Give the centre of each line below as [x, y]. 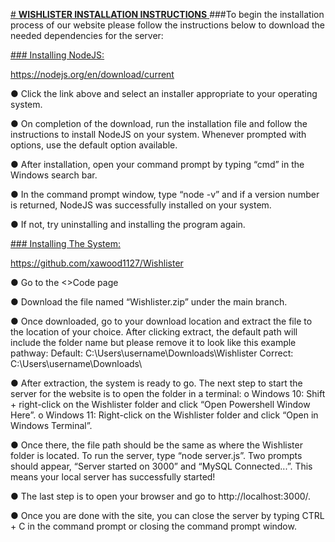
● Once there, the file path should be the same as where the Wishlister [156, 445]
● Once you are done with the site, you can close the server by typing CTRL [167, 515]
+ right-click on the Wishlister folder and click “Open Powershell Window [160, 404]
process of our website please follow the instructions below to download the [167, 25]
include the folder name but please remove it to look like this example [153, 342]
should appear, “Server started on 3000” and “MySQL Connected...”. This [161, 466]
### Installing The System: [65, 243]
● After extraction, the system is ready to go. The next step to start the [156, 383]
